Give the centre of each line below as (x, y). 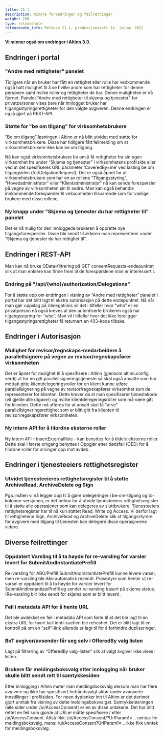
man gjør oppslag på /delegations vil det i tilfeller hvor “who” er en (72, 305)
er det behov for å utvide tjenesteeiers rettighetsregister (102, 501)
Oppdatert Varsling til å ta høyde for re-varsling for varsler (76, 556)
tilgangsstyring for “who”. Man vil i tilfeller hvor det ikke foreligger (71, 316)
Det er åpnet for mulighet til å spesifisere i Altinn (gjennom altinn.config (77, 373)
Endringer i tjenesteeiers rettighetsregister (72, 465)
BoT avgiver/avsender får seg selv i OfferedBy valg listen (74, 641)
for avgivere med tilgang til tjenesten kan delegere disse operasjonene (76, 521)
